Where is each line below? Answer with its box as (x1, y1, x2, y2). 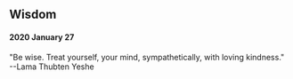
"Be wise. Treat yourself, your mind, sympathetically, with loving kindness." (9, 51, 285, 62)
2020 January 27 (9, 31, 75, 43)
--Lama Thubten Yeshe (9, 61, 95, 72)
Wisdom (9, 7, 57, 22)
